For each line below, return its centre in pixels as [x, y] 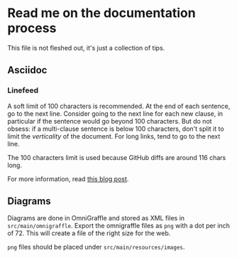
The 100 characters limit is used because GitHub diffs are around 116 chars [117, 157]
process [32, 28]
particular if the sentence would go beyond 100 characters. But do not [110, 121]
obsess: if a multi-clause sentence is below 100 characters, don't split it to [116, 129]
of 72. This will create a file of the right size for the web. [89, 233]
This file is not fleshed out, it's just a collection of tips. [86, 48]
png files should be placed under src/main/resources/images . [96, 247]
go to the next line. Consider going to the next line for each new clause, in [115, 113]
